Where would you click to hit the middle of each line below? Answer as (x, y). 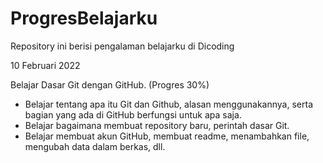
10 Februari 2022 (45, 65)
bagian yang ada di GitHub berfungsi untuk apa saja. (133, 114)
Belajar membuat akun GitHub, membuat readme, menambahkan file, (167, 136)
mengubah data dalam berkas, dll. (95, 146)
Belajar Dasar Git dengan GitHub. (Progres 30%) (110, 84)
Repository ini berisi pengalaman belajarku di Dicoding (122, 46)
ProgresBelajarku (84, 18)
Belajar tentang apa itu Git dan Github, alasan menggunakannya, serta (168, 104)
